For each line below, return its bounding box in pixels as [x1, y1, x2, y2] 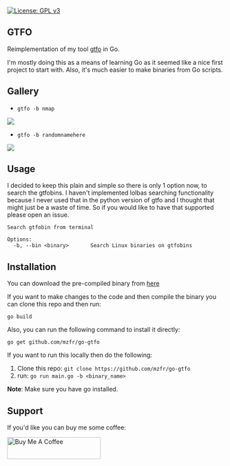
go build [7, 313, 32, 320]
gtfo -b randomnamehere [17, 131, 86, 138]
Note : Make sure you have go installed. [7, 385, 118, 394]
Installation [7, 261, 56, 273]
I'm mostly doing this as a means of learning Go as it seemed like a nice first [7, 58, 223, 66]
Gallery [7, 86, 39, 97]
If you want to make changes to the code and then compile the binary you [7, 293, 217, 301]
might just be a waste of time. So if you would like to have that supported [7, 204, 214, 212]
